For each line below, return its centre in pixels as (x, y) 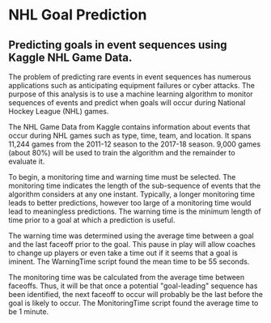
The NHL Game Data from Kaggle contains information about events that (129, 127)
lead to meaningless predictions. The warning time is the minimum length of (135, 211)
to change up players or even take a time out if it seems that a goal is (123, 253)
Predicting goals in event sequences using (118, 45)
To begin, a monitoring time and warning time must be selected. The (122, 177)
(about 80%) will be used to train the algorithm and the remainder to (122, 153)
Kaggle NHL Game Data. (70, 57)
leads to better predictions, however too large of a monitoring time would (130, 203)
